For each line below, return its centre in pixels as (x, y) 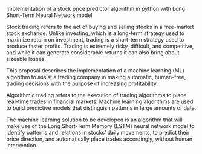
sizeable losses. (26, 59)
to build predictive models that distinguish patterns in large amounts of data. (101, 108)
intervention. (22, 145)
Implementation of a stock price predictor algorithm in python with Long (96, 9)
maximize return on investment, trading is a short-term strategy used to (95, 40)
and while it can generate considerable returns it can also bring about (93, 53)
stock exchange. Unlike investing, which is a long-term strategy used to (96, 33)
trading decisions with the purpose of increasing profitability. (82, 83)
